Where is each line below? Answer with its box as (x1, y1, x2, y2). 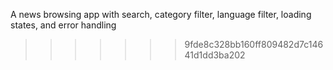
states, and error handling (10, 19, 117, 31)
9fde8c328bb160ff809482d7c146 (184, 39, 324, 50)
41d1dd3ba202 (184, 49, 246, 61)
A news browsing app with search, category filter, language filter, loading (10, 9, 312, 20)
